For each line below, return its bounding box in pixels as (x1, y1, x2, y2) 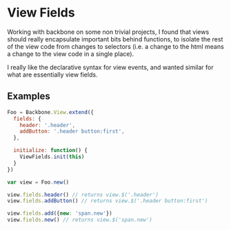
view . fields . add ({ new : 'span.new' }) (7, 210, 112, 217)
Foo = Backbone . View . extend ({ (7, 108, 94, 115)
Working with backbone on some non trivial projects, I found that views (7, 28, 210, 36)
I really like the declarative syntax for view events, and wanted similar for (7, 63, 214, 71)
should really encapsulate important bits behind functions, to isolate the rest (7, 35, 223, 43)
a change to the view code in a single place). (7, 50, 134, 58)
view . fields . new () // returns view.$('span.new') (7, 216, 153, 224)
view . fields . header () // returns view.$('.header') (7, 191, 159, 198)
